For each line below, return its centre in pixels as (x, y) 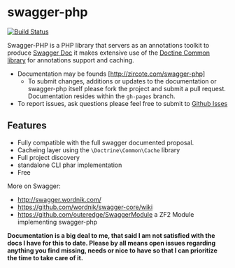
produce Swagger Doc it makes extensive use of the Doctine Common (109, 53)
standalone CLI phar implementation (70, 165)
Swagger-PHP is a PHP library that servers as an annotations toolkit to (108, 45)
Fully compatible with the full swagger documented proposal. (106, 142)
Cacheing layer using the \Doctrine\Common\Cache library (99, 150)
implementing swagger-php (57, 222)
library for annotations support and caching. (71, 60)
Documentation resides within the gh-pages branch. (101, 96)
